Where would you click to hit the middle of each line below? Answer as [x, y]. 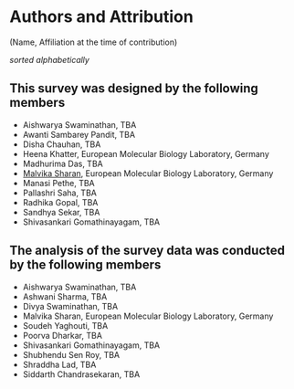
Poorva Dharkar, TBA [63, 335]
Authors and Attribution [101, 17]
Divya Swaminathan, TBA [70, 306]
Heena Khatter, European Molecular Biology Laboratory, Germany [146, 153]
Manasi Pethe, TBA [59, 183]
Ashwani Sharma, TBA [65, 296]
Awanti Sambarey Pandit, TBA [79, 134]
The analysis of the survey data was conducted [147, 251]
